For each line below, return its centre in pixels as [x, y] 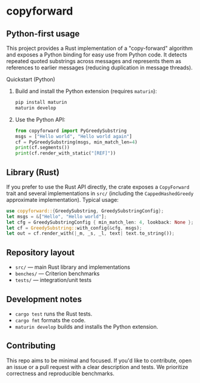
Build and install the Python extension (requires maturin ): [86, 91]
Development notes [44, 299]
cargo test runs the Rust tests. [54, 314]
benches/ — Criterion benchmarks [57, 274]
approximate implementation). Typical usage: [63, 199]
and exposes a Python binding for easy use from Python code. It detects [97, 55]
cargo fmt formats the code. [50, 320]
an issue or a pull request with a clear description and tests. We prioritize [97, 367]
